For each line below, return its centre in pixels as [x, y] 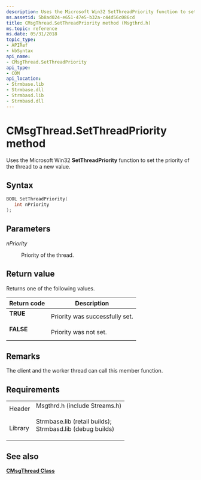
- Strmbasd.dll [25, 101]
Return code [27, 303]
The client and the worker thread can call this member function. [85, 371]
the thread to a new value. [38, 166]
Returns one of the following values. [51, 288]
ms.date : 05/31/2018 [32, 34]
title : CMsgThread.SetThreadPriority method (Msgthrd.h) [79, 23]
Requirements [33, 390]
